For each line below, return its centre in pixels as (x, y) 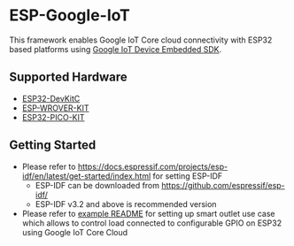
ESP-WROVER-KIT (55, 108)
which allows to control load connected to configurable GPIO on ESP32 (151, 223)
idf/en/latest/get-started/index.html (86, 176)
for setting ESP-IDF (188, 176)
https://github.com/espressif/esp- (223, 185)
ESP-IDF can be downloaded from (97, 185)
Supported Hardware (69, 77)
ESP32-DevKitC (51, 98)
